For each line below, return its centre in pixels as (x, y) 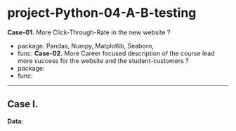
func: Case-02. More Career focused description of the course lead (116, 53)
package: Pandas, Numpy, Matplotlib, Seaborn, (86, 46)
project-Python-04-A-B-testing (102, 13)
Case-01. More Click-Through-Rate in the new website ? (89, 32)
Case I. (23, 104)
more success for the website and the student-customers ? (103, 60)
